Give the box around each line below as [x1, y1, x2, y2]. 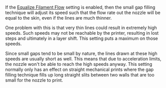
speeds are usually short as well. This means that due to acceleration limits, [5, 56, 161, 62]
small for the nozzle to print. [5, 77, 64, 83]
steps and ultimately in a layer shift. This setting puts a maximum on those [5, 35, 158, 41]
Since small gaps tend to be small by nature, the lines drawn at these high [5, 50, 157, 56]
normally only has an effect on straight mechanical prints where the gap [5, 66, 154, 72]
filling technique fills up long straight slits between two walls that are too [5, 72, 154, 77]
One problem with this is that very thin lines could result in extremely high [5, 25, 157, 31]
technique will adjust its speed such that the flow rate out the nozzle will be [5, 10, 160, 16]
